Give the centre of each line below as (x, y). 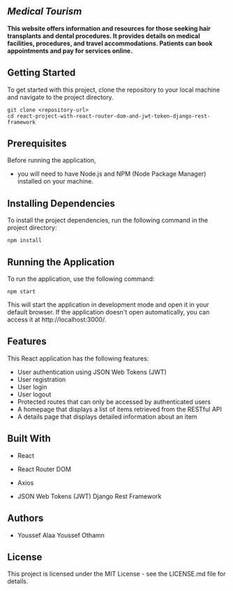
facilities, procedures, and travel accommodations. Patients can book (110, 43)
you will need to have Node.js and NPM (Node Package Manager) (112, 174)
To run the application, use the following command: (81, 279)
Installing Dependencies (61, 203)
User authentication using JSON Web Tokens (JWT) (92, 372)
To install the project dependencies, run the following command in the (107, 221)
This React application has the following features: (78, 358)
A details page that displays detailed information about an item (107, 417)
